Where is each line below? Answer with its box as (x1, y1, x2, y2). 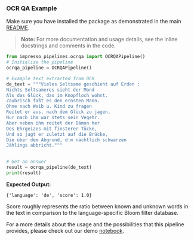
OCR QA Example (6, 4, 57, 13)
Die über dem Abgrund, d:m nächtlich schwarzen (6, 136, 127, 143)
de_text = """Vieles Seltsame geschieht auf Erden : (6, 81, 140, 87)
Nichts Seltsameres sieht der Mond (6, 87, 95, 93)
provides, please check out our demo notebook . (6, 227, 124, 234)
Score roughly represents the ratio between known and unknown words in (6, 202, 189, 210)
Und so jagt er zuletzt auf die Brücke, (6, 131, 109, 137)
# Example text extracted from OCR (6, 75, 95, 81)
